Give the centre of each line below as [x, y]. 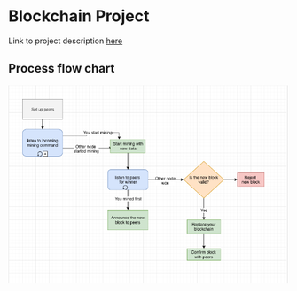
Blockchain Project [79, 16]
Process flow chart [62, 69]
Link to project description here [66, 41]
